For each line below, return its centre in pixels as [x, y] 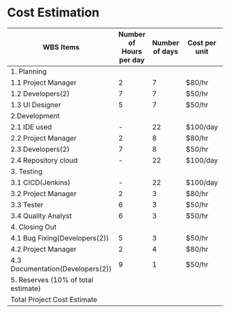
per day [132, 59]
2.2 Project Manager [43, 138]
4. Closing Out [34, 227]
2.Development [35, 115]
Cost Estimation [53, 13]
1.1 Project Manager [43, 82]
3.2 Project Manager [43, 193]
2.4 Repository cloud [44, 160]
